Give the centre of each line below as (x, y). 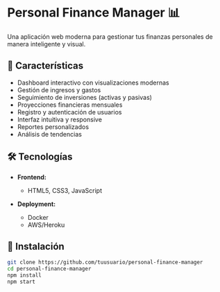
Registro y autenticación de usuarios (69, 112)
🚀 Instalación (36, 246)
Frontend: (32, 177)
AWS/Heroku (46, 225)
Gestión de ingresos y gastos (59, 89)
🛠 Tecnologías (40, 157)
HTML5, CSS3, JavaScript (65, 190)
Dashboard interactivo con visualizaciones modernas (93, 83)
